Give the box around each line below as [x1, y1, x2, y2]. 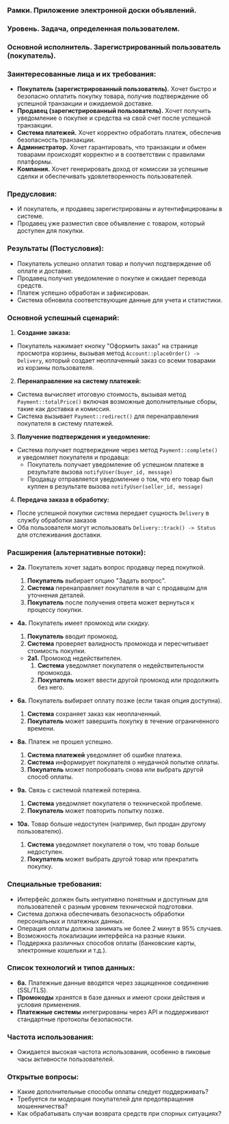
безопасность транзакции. [16, 136, 96, 144]
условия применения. [16, 1000, 81, 1009]
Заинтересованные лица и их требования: [7, 69, 157, 79]
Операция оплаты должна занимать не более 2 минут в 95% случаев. [16, 924, 223, 932]
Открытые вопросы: [7, 1072, 79, 1082]
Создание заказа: [16, 328, 71, 337]
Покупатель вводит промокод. [27, 633, 119, 641]
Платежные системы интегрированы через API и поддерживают [16, 1007, 209, 1016]
